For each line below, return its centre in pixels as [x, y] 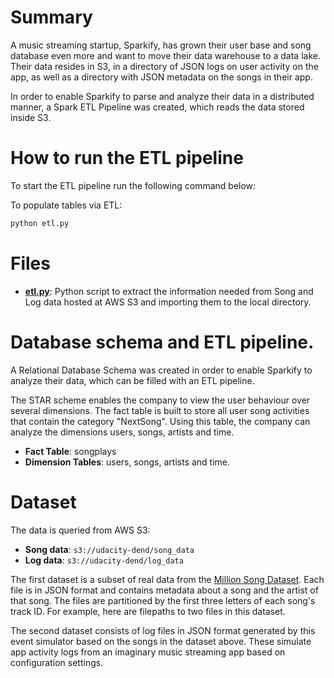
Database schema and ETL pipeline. [162, 342]
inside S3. [31, 117]
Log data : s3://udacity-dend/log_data [104, 560]
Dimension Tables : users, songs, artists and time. [127, 462]
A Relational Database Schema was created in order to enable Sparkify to [161, 370]
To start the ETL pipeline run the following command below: [133, 185]
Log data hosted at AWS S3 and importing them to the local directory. [168, 302]
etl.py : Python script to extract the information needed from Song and [169, 291]
